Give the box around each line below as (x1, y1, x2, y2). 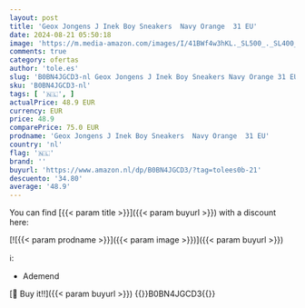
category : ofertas (9, 55, 79, 65)
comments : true (9, 47, 67, 56)
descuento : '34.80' (9, 174, 84, 183)
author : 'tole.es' (9, 65, 79, 74)
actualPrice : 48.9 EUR (9, 97, 95, 107)
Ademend (22, 271, 60, 282)
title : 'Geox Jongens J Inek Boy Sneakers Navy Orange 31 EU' (9, 22, 258, 31)
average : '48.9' (9, 183, 71, 192)
